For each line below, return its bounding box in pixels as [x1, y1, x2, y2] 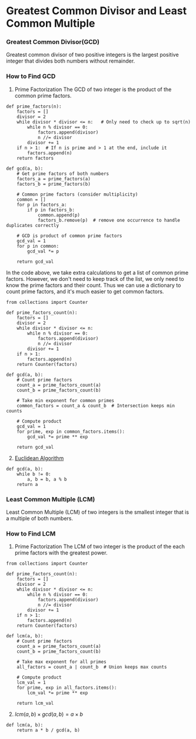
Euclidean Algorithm [14, 454, 64, 462]
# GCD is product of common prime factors [16, 232, 122, 239]
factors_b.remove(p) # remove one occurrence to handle [37, 217, 181, 223]
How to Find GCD [6, 72, 56, 80]
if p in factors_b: [27, 207, 75, 213]
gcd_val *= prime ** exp [27, 433, 88, 440]
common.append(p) [37, 212, 81, 218]
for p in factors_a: [16, 202, 67, 208]
